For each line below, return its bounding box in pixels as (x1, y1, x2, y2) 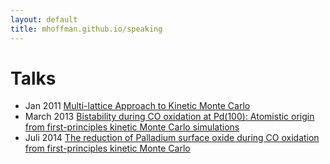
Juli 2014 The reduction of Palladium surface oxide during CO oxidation (24, 132, 320, 144)
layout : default (10, 14, 78, 25)
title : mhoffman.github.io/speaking (10, 24, 163, 34)
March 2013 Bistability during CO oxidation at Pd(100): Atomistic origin (24, 111, 315, 123)
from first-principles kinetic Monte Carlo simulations (24, 121, 240, 133)
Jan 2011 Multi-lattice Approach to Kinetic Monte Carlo (24, 100, 251, 112)
